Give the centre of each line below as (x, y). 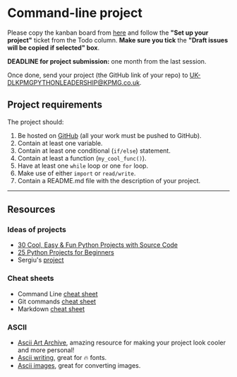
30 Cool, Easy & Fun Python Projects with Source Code (98, 245)
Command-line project (75, 13)
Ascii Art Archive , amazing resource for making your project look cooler (121, 343)
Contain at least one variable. (60, 143)
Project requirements (55, 105)
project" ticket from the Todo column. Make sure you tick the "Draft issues (118, 40)
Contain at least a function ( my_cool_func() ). (82, 158)
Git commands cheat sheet (57, 301)
